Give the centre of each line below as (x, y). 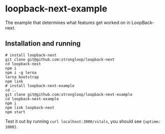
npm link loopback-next (30, 107)
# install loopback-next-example (40, 85)
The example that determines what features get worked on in (68, 22)
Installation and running (43, 44)
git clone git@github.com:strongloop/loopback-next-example (69, 94)
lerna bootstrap (22, 77)
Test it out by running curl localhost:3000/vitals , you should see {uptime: (83, 121)
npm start (15, 112)
